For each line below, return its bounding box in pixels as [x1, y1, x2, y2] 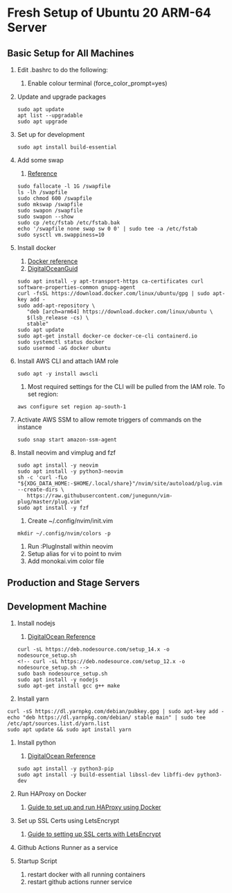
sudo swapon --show [17, 213, 74, 220]
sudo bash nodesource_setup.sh [17, 670, 108, 678]
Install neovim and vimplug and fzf [17, 449, 116, 456]
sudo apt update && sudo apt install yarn [7, 726, 132, 733]
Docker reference [27, 257, 78, 265]
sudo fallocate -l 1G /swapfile [17, 183, 111, 190]
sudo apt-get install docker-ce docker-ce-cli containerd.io [17, 333, 198, 340]
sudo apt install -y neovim [17, 462, 98, 469]
